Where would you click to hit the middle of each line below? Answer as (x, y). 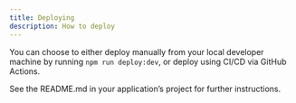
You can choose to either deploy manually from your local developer (137, 51)
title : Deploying (42, 18)
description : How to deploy (62, 26)
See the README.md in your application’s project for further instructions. (145, 89)
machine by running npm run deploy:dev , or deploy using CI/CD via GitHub (148, 61)
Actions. (25, 71)
